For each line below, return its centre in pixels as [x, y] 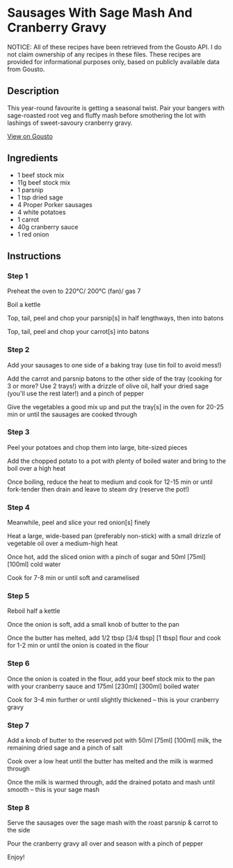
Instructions [34, 256]
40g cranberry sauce [48, 227]
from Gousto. [26, 69]
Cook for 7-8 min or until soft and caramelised [73, 578]
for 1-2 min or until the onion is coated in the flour [78, 646]
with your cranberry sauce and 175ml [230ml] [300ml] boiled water [103, 686]
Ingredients [33, 158]
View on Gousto [30, 136]
